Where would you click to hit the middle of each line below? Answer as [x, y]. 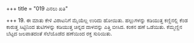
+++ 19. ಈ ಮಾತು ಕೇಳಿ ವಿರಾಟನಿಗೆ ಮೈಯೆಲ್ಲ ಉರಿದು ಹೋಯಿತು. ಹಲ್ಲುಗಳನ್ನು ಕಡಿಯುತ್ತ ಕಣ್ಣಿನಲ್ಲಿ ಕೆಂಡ [97, 20]
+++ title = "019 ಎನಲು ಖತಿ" [37, 9]
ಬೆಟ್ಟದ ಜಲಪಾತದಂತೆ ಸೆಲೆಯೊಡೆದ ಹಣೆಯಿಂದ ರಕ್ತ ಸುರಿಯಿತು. [59, 34]
